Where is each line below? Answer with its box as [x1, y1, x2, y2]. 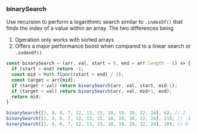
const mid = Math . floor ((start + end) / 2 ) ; [11, 72, 124, 78]
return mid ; [11, 94, 42, 100]
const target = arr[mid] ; [11, 77, 76, 83]
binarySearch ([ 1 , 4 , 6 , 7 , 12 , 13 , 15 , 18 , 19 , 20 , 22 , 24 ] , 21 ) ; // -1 [6, 116, 191, 122]
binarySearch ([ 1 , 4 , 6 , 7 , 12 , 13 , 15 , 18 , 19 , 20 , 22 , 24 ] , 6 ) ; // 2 [6, 110, 186, 116]
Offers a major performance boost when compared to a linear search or [14, 42, 191, 50]
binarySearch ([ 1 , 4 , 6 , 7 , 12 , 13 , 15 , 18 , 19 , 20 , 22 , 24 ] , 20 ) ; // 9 [6, 121, 189, 127]
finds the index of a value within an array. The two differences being [6, 24, 174, 32]
